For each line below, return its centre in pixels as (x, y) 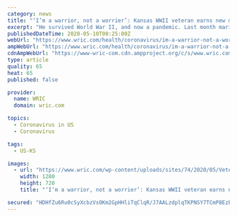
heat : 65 (20, 73)
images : (19, 163)
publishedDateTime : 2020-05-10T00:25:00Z (69, 34)
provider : (22, 93)
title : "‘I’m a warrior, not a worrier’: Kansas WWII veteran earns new (116, 20)
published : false (33, 80)
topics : (19, 118)
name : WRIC (30, 99)
